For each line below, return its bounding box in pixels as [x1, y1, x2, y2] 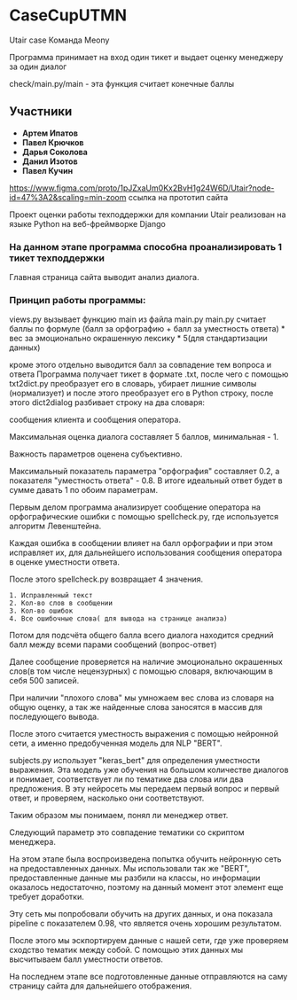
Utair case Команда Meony [9, 35, 110, 45]
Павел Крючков [21, 137, 84, 147]
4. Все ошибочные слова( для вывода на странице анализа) [9, 614, 228, 623]
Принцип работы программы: [9, 293, 146, 306]
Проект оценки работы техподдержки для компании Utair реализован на [9, 209, 286, 220]
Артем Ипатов [21, 128, 78, 138]
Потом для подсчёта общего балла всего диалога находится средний [9, 630, 274, 641]
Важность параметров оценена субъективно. [9, 449, 184, 459]
